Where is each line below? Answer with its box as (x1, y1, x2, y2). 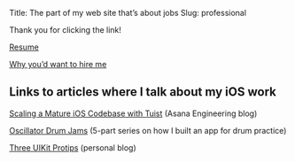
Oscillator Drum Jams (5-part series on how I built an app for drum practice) (9, 125, 287, 135)
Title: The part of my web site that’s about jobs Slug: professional (9, 8, 246, 18)
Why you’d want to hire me (9, 59, 107, 69)
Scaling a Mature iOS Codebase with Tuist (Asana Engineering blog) (9, 108, 258, 119)
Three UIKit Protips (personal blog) (9, 142, 136, 153)
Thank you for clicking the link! (9, 25, 122, 35)
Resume (9, 42, 40, 52)
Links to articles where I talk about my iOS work (9, 84, 276, 100)
